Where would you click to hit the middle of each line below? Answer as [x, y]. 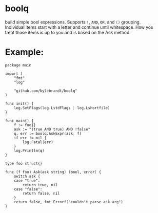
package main [18, 65]
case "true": [27, 181]
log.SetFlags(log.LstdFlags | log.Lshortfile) [62, 108]
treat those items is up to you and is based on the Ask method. [68, 32]
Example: [24, 52]
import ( [14, 74]
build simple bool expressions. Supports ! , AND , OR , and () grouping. [73, 22]
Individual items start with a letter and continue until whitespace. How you [79, 27]
